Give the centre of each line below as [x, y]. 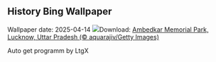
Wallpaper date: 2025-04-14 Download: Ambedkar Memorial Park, [108, 29]
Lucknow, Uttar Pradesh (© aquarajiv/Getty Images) [83, 37]
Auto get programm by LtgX [48, 50]
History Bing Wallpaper [60, 12]
